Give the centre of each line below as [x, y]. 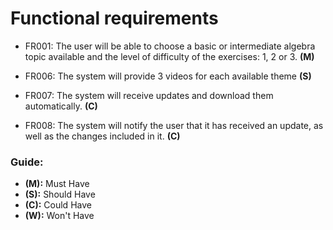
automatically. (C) [61, 106]
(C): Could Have [58, 205]
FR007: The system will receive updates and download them [149, 95]
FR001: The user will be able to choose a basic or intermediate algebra [170, 46]
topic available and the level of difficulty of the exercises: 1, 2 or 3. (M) [169, 56]
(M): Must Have [57, 184]
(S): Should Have [60, 194]
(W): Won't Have [59, 216]
